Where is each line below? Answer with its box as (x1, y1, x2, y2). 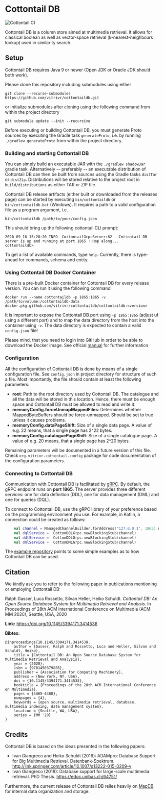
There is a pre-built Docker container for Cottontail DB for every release (5, 280, 149, 286)
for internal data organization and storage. (5, 788, 90, 795)
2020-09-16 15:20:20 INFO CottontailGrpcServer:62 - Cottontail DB (5, 234, 147, 240)
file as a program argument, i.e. (5, 207, 68, 213)
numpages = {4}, (14, 696, 47, 700)
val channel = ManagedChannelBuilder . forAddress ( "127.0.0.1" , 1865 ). (14, 526, 159, 531)
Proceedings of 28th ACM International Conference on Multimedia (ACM (5, 606, 151, 612)
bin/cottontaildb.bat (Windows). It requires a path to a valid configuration (5, 202, 156, 208)
